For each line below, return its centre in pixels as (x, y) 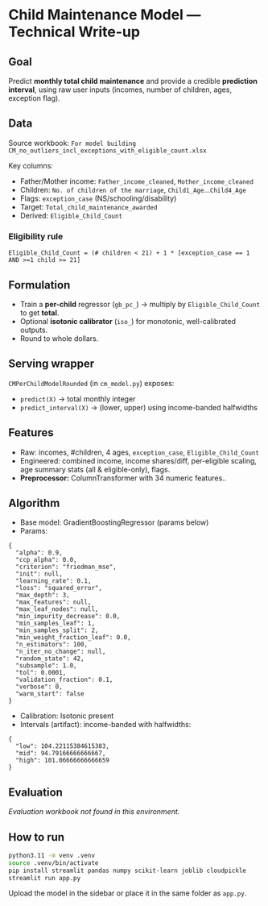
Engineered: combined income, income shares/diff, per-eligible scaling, (138, 460)
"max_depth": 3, (43, 595)
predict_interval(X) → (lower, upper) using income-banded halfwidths (138, 407)
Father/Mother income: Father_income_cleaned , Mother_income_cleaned (136, 181)
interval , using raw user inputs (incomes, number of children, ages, (120, 89)
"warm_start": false (50, 694)
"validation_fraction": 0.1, (64, 680)
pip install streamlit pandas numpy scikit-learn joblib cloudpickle (128, 871)
